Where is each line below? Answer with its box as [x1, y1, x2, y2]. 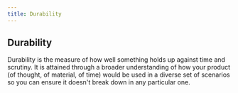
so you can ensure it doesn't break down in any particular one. [7, 78, 190, 87]
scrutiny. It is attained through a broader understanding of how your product [7, 63, 231, 72]
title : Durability [7, 10, 62, 18]
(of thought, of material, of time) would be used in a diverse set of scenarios [7, 70, 230, 79]
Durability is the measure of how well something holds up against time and [7, 55, 226, 64]
